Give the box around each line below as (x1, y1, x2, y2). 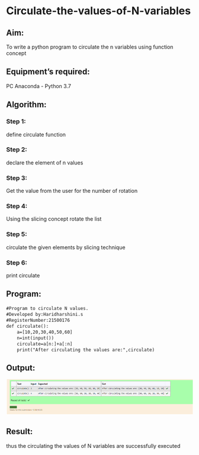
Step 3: (6, 173, 28, 182)
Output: (6, 363, 36, 373)
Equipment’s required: (6, 67, 90, 77)
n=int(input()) (17, 335, 54, 341)
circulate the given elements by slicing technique (6, 244, 126, 251)
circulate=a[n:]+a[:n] (17, 341, 73, 347)
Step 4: (6, 202, 28, 211)
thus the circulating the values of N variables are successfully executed (6, 442, 181, 449)
